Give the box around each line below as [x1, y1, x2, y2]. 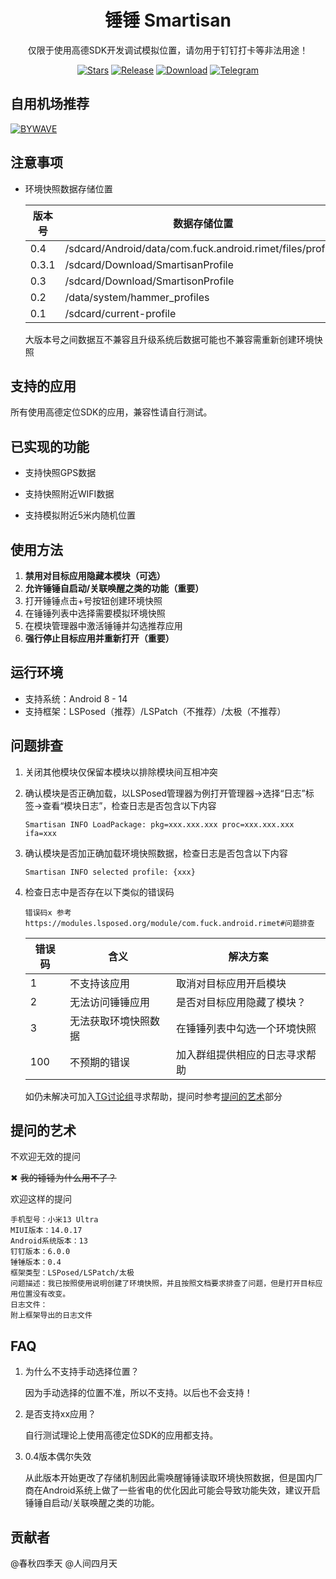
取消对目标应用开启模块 [175, 976, 287, 990]
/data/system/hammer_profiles [64, 290, 210, 304]
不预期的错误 [69, 1055, 131, 1069]
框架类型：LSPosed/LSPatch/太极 [10, 1268, 135, 1278]
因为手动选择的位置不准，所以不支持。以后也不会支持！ [24, 1387, 253, 1399]
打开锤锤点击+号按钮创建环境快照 [24, 595, 163, 606]
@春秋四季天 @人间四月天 [10, 1557, 118, 1570]
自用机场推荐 [10, 96, 90, 113]
